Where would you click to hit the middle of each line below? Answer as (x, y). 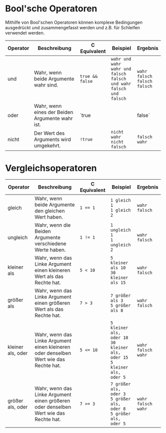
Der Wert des (49, 133)
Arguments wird (52, 139)
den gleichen (50, 211)
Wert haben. (49, 217)
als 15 (118, 282)
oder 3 (118, 394)
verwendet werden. (25, 33)
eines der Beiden (53, 112)
